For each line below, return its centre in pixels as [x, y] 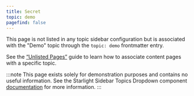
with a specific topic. [32, 63]
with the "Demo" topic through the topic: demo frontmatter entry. [85, 45]
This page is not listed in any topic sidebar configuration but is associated [96, 39]
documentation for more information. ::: [54, 87]
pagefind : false [26, 22]
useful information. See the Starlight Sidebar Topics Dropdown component [97, 81]
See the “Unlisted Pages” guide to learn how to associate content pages [94, 57]
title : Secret [24, 11]
